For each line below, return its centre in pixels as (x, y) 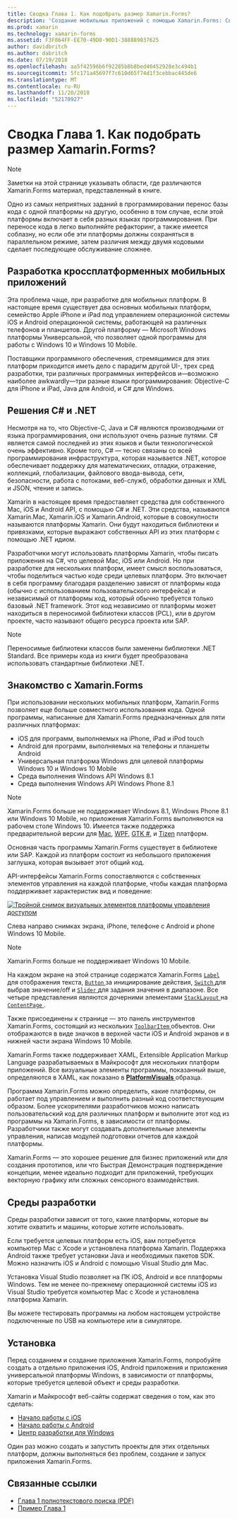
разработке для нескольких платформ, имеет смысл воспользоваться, (115, 568)
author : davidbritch (38, 47)
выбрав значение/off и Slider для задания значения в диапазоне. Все (113, 990)
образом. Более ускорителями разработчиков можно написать (103, 1106)
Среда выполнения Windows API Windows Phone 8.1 (96, 784)
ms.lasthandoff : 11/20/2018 (49, 93)
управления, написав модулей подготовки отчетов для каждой (103, 1136)
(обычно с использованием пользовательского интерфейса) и (102, 590)
